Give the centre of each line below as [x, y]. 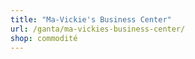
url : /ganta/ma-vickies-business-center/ [98, 29]
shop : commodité [44, 38]
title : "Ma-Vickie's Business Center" [91, 19]
